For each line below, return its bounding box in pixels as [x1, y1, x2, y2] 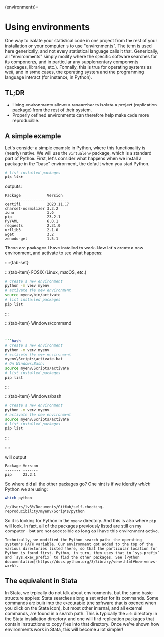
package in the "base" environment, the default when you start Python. [5, 160, 150, 167]
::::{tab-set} [5, 260, 29, 266]
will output [5, 454, 27, 460]
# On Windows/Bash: [5, 361, 45, 366]
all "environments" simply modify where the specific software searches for [5, 53, 157, 59]
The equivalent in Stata [5, 576, 78, 585]
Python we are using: [5, 486, 48, 492]
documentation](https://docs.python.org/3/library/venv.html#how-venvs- [5, 559, 158, 564]
